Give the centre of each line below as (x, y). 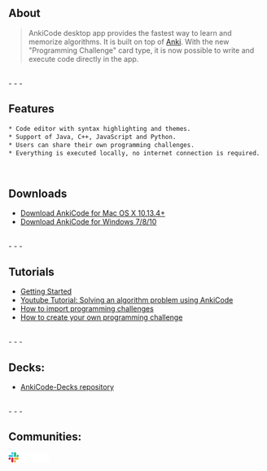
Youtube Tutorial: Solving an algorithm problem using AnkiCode (127, 300)
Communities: (45, 437)
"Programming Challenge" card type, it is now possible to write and (141, 50)
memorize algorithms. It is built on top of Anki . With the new (129, 41)
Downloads (38, 194)
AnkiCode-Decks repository (67, 387)
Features (31, 109)
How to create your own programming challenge (101, 317)
